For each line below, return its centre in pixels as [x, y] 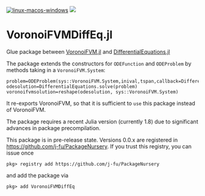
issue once [20, 153]
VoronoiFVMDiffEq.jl [59, 35]
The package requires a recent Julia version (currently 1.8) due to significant [102, 122]
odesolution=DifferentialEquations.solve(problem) [72, 86]
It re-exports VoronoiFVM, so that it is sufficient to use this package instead [101, 103]
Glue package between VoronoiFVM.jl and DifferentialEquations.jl [88, 51]
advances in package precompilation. [53, 128]
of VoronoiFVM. [26, 109]
